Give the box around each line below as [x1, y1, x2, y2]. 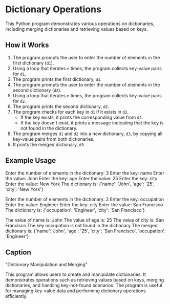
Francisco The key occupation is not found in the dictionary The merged [5, 222, 158, 228]
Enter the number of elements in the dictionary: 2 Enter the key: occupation [5, 196, 164, 202]
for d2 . [12, 98, 27, 104]
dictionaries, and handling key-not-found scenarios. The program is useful [5, 283, 162, 289]
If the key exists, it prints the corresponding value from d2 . [20, 114, 143, 120]
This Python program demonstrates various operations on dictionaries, [5, 20, 155, 27]
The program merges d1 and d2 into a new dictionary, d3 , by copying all [12, 131, 163, 137]
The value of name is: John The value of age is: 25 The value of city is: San [5, 216, 164, 223]
